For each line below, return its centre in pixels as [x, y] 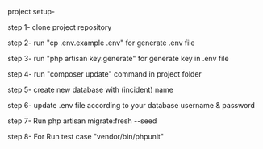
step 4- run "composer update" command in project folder [105, 74]
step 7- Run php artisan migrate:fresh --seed [82, 121]
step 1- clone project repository [60, 27]
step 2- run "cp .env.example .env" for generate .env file [101, 43]
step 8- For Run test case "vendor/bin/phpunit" [86, 137]
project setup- [31, 12]
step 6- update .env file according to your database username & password [131, 105]
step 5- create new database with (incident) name [91, 89]
